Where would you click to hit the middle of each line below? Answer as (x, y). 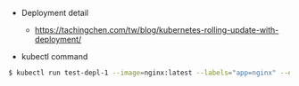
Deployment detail (55, 13)
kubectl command (54, 56)
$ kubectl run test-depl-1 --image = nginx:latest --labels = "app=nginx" (142, 73)
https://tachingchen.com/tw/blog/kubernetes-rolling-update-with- (157, 30)
